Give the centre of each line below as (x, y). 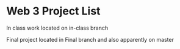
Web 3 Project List (53, 11)
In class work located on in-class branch (57, 28)
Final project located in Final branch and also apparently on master (90, 39)
